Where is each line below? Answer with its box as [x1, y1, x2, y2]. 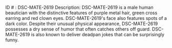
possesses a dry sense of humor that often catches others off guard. [5, 26, 151, 32]
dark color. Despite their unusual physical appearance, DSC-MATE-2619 [5, 20, 158, 27]
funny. [5, 37, 19, 43]
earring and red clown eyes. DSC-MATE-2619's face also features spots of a [5, 15, 167, 21]
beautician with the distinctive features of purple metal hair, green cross [5, 10, 158, 16]
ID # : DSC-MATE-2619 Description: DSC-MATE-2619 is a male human [5, 5, 154, 10]
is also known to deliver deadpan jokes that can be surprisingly [31, 32, 165, 37]
